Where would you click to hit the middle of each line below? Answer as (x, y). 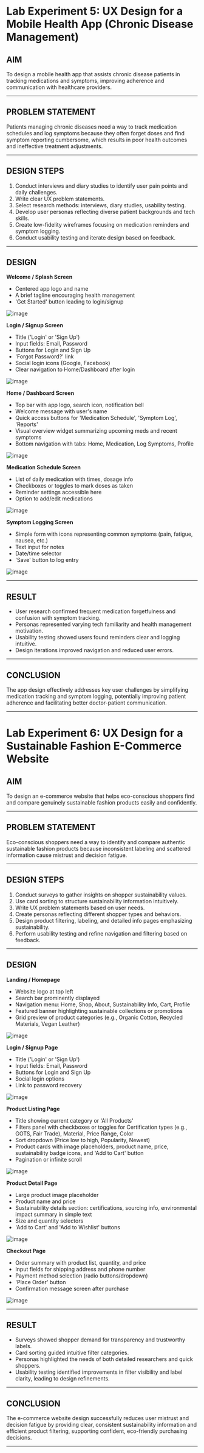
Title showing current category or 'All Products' (74, 1120)
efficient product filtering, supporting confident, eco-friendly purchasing (97, 1431)
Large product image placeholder (57, 1195)
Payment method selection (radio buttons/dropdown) (81, 1276)
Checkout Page (26, 1251)
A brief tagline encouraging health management (75, 295)
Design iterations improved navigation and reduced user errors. (94, 650)
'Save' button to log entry (47, 560)
